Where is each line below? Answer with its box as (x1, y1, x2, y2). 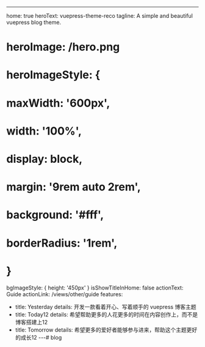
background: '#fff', (6, 208, 104, 222)
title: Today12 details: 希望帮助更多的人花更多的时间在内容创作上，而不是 (15, 311, 198, 318)
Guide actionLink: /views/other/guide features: (6, 291, 123, 298)
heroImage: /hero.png (6, 40, 120, 54)
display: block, (6, 152, 83, 166)
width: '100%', (6, 124, 82, 138)
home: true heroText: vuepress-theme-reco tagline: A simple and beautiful (6, 12, 193, 19)
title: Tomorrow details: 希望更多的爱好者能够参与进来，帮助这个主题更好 (15, 326, 198, 334)
